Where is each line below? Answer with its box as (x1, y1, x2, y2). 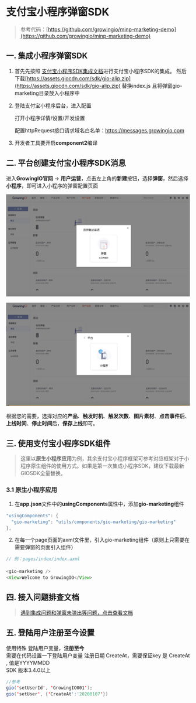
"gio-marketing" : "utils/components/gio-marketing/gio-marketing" (11, 519, 176, 525)
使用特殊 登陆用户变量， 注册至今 (6, 644, 85, 651)
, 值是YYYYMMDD (6, 659, 50, 666)
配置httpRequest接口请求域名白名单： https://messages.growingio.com (14, 127, 185, 134)
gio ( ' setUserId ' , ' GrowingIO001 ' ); (6, 685, 93, 691)
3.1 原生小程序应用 (6, 486, 57, 494)
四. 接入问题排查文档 (6, 592, 80, 602)
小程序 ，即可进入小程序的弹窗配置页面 (6, 182, 98, 189)
